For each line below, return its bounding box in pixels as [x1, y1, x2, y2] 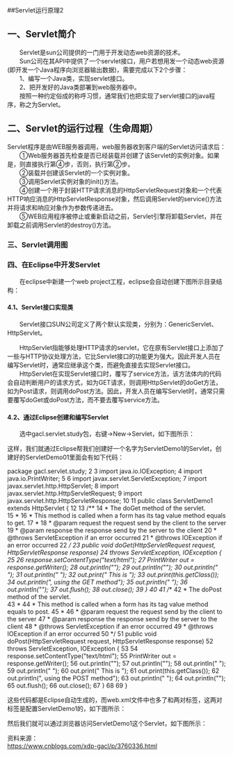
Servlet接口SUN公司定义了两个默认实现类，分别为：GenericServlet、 [19, 320, 218, 328]
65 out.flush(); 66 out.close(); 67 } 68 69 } [7, 681, 128, 690]
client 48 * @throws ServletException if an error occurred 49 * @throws [7, 622, 214, 631]
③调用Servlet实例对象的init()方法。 [19, 177, 123, 186]
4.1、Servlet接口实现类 [7, 303, 74, 312]
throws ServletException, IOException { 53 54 [7, 644, 138, 653]
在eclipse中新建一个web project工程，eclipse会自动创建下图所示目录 [19, 277, 217, 285]
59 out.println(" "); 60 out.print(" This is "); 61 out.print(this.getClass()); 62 [7, 667, 220, 675]
